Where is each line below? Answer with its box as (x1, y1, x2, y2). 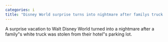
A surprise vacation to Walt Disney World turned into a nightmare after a (5, 25, 154, 31)
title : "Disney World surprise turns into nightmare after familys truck (5, 12, 163, 17)
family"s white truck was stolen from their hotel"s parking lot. (5, 31, 132, 37)
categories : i (5, 7, 35, 12)
